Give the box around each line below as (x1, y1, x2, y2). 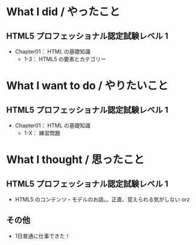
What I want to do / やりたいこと (6, 79, 169, 93)
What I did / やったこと (6, 5, 121, 19)
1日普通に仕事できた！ (14, 232, 71, 240)
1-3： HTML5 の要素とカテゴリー (24, 56, 107, 63)
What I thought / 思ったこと (6, 153, 145, 167)
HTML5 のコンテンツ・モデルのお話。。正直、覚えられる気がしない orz (14, 196, 190, 203)
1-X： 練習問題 (24, 130, 60, 136)
